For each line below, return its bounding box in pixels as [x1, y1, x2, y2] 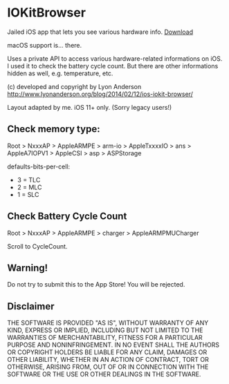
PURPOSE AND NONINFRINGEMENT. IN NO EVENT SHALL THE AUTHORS [7, 340, 220, 349]
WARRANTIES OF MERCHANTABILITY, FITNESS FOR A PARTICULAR [7, 334, 203, 342]
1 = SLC [17, 190, 39, 198]
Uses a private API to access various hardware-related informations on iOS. [7, 54, 223, 63]
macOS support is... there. [7, 41, 82, 49]
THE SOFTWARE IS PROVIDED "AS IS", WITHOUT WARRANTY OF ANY [7, 319, 209, 327]
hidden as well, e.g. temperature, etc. [7, 69, 113, 77]
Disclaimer [7, 300, 55, 312]
